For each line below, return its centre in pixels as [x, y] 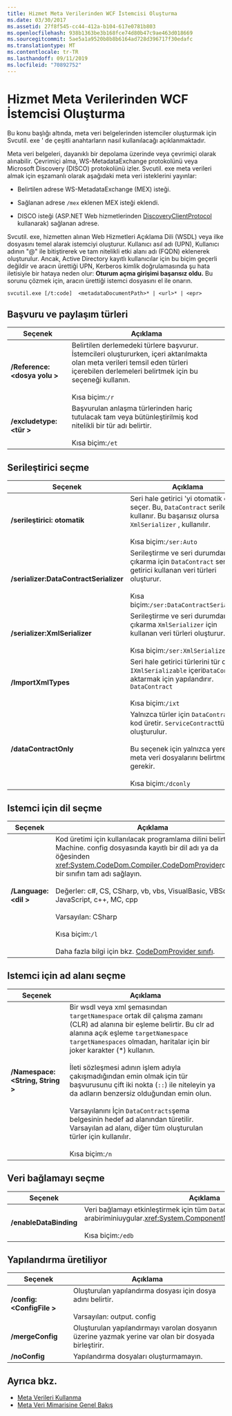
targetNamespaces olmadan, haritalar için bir [140, 1042]
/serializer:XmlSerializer [51, 633]
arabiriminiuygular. [114, 1218]
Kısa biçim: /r [93, 397]
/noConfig [28, 1357]
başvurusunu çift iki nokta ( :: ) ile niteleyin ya [142, 1084]
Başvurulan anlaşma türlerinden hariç [132, 408]
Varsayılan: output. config [115, 1317]
